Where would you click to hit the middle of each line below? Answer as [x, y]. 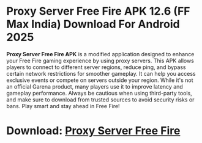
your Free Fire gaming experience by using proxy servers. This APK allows [100, 61]
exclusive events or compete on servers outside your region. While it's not [100, 80]
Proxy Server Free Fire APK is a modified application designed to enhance [100, 54]
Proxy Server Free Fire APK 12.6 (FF [98, 11]
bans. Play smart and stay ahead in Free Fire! [63, 106]
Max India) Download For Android [93, 24]
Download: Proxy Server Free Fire [93, 131]
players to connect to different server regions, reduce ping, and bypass [96, 67]
